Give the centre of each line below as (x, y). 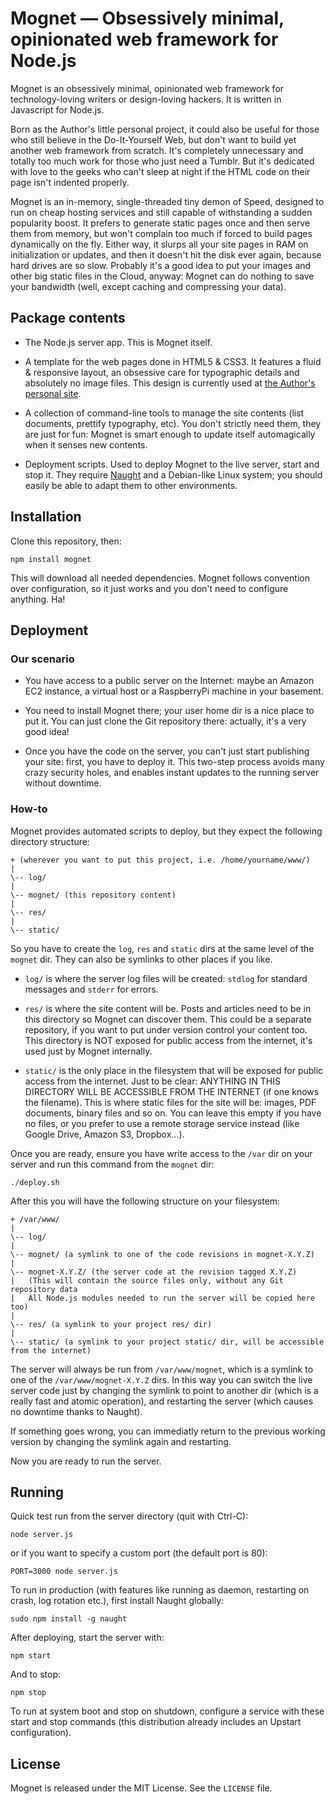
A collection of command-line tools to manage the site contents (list (164, 413)
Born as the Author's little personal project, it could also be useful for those (165, 129)
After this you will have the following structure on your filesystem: (145, 1201)
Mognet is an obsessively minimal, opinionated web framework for (147, 88)
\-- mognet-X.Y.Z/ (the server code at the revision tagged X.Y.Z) (154, 1272)
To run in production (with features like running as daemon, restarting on (160, 1590)
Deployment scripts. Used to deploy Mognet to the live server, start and (172, 464)
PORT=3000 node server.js (64, 1572)
